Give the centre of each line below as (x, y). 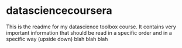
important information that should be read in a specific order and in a (89, 32)
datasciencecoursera (59, 11)
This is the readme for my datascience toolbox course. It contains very (91, 27)
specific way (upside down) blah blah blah (57, 39)
